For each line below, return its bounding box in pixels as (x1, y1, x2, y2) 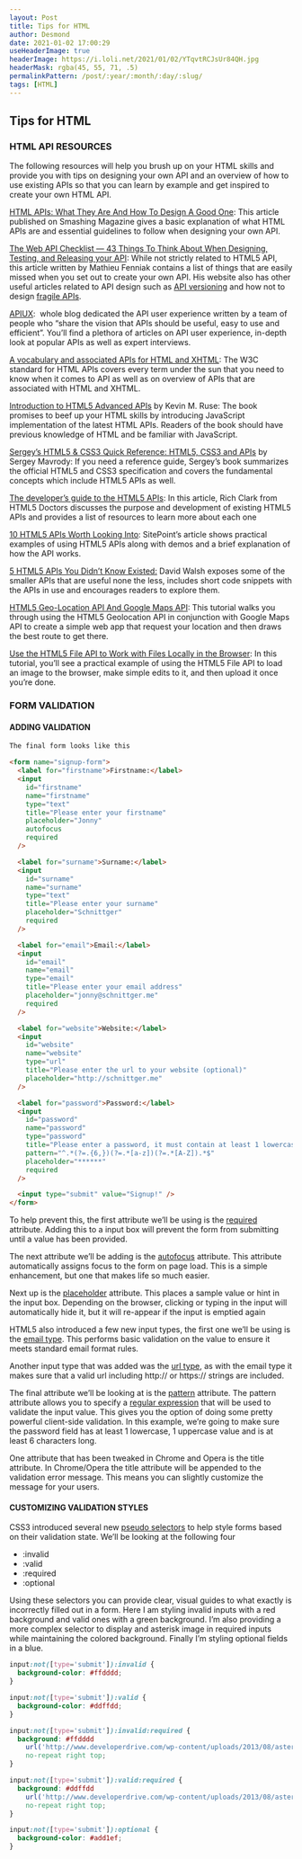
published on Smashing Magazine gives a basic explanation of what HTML (9, 217, 286, 227)
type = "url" (25, 1057, 67, 1066)
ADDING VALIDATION (9, 721, 92, 733)
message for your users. (9, 1481, 101, 1492)
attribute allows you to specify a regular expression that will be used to (9, 1397, 271, 1408)
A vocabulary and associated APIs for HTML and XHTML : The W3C (9, 354, 259, 365)
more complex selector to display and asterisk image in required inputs (9, 1623, 272, 1634)
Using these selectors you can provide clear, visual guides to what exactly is (9, 1595, 292, 1605)
